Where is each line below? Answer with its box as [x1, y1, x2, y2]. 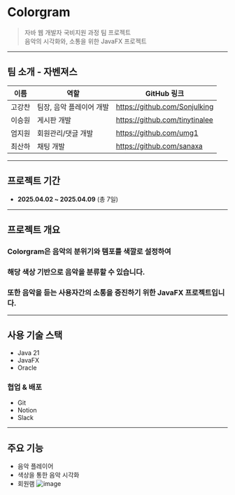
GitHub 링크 [145, 88, 184, 98]
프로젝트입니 [185, 288, 225, 298]
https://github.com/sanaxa [115, 141, 203, 151]
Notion [17, 406, 37, 414]
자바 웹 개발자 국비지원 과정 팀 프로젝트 [24, 28, 131, 36]
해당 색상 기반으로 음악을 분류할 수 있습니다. [7, 267, 145, 277]
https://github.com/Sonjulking [115, 102, 214, 111]
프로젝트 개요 [7, 223, 61, 235]
